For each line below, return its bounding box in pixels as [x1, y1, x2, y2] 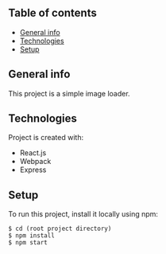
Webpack [19, 157, 52, 166]
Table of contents [8, 6, 97, 20]
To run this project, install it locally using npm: [8, 209, 159, 219]
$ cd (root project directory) [8, 225, 112, 233]
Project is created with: [8, 133, 84, 143]
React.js [19, 148, 47, 158]
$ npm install [8, 232, 56, 240]
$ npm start [8, 239, 48, 247]
